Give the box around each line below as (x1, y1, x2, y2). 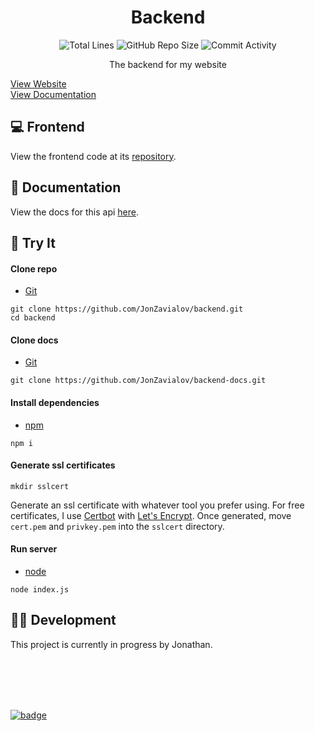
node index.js (10, 584, 70, 595)
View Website (10, 77, 67, 90)
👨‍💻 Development (10, 612, 117, 629)
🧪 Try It (10, 234, 56, 251)
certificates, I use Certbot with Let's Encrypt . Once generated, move (10, 509, 292, 521)
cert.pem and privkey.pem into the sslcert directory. (10, 520, 225, 532)
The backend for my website (109, 58, 227, 70)
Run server (10, 543, 58, 555)
